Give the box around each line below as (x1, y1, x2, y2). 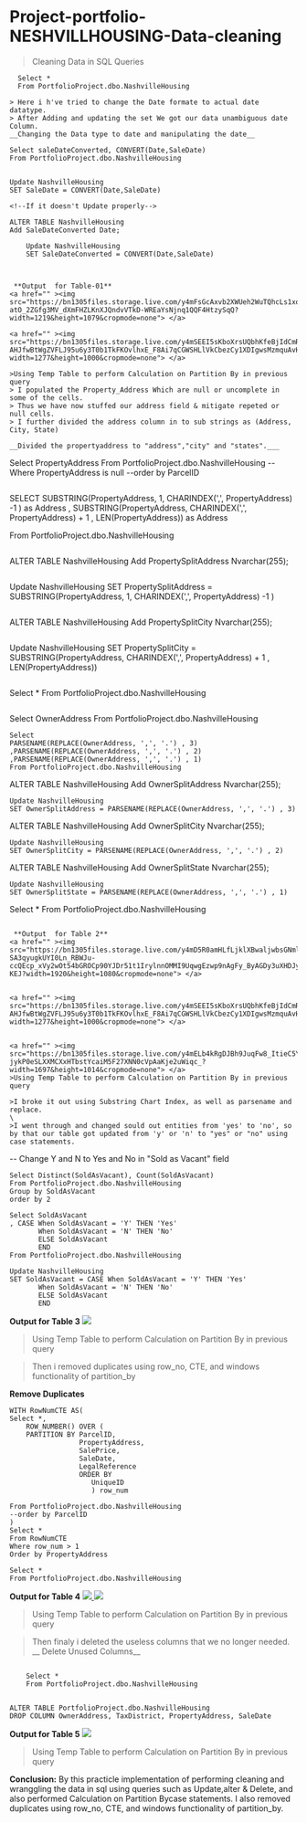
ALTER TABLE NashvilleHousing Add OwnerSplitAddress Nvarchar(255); (9, 778, 281, 789)
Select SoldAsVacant (9, 1210, 89, 1220)
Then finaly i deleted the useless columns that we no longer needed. (31, 1636, 291, 1647)
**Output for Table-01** (13, 281, 112, 290)
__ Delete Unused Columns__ (31, 1646, 141, 1657)
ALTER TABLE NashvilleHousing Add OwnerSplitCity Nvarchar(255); (9, 820, 265, 831)
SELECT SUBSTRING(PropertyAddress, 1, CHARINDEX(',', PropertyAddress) (9, 492, 293, 503)
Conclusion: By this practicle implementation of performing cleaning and (9, 1774, 285, 1785)
